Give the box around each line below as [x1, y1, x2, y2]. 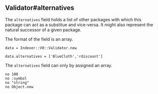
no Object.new [5, 84, 34, 89]
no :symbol [5, 76, 27, 81]
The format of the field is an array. [5, 36, 74, 42]
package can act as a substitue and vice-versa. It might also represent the [5, 22, 154, 27]
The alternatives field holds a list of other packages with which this [5, 16, 142, 22]
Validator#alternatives [5, 4, 75, 12]
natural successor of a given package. [5, 27, 81, 33]
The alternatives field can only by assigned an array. [5, 62, 112, 68]
